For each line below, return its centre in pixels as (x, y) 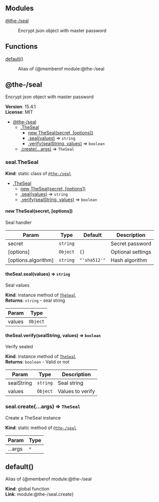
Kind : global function (28, 489)
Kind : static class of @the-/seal (38, 173)
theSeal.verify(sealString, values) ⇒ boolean (53, 335)
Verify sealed (19, 347)
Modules (20, 8)
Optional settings (131, 252)
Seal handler (19, 222)
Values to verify (76, 392)
